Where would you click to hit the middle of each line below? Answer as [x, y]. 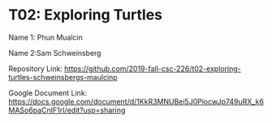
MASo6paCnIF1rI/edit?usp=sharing [67, 110]
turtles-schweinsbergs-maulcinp [63, 77]
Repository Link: [36, 68]
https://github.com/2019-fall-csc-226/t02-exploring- [153, 68]
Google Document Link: [48, 93]
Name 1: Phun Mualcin [45, 37]
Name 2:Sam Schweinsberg [55, 53]
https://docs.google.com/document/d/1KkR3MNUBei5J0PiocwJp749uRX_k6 [136, 101]
